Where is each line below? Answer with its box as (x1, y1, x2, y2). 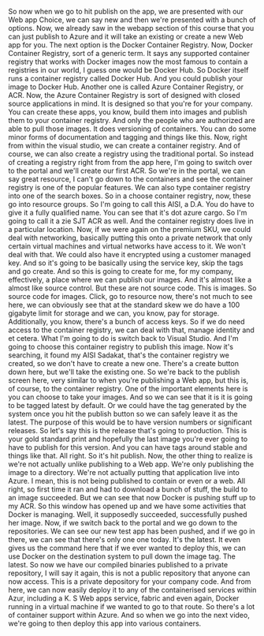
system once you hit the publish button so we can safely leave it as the (8, 410, 238, 418)
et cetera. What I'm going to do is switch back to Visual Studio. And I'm (8, 334, 239, 342)
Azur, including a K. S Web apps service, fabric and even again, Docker (8, 593, 240, 603)
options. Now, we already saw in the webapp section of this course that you (8, 24, 255, 32)
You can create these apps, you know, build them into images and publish (8, 107, 247, 117)
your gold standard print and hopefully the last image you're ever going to (8, 434, 248, 443)
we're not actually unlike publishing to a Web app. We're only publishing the (8, 459, 255, 469)
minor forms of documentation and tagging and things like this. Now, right (8, 133, 248, 141)
